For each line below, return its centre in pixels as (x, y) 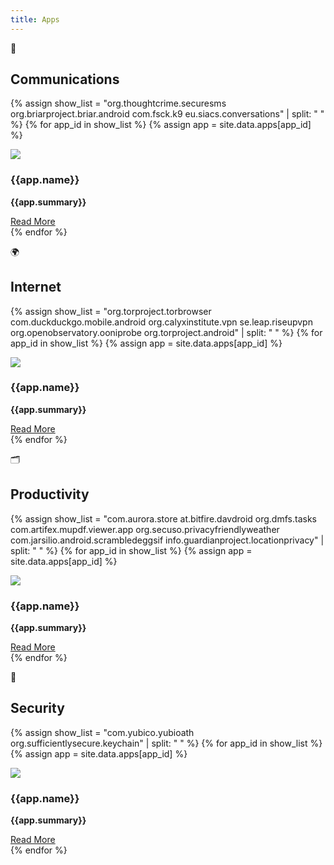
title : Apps (35, 19)
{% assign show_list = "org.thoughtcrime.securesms (118, 103)
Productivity (50, 494)
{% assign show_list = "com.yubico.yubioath (102, 732)
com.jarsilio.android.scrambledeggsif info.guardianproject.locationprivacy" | (167, 540)
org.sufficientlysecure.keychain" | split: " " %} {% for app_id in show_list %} (166, 743)
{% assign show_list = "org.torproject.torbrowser (111, 311)
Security (37, 708)
